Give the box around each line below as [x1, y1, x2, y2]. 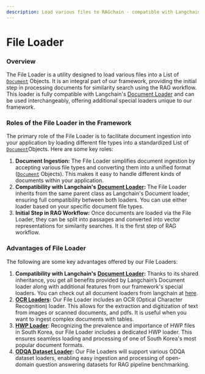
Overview [6, 57, 36, 65]
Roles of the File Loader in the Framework [6, 119, 132, 127]
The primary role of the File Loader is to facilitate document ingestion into [6, 133, 191, 140]
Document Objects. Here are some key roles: [6, 145, 114, 153]
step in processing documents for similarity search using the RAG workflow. [6, 84, 197, 92]
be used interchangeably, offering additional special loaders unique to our [6, 97, 192, 105]
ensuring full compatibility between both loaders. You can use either [15, 196, 187, 204]
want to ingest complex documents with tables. [15, 315, 134, 323]
